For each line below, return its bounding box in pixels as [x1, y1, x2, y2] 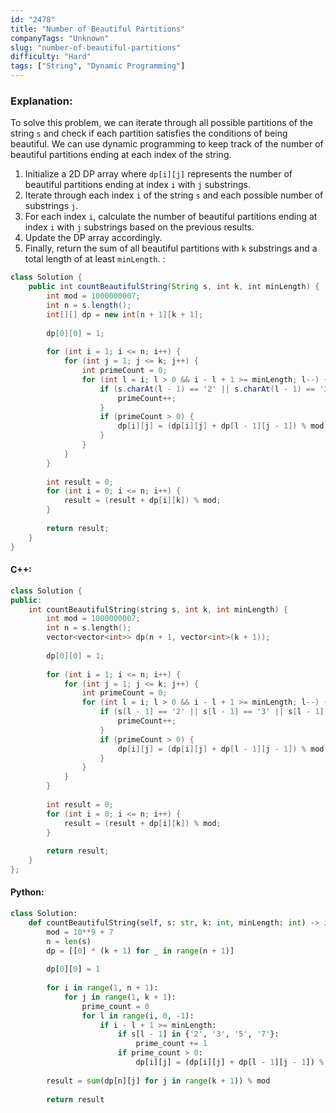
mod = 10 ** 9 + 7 [46, 927, 114, 937]
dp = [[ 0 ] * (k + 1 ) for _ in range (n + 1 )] [46, 946, 235, 956]
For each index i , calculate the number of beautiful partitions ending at [24, 211, 318, 223]
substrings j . [24, 200, 79, 212]
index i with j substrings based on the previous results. [24, 221, 255, 233]
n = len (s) [46, 936, 92, 946]
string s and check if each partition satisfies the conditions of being [10, 127, 288, 140]
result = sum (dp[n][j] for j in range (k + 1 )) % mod [46, 1076, 271, 1086]
